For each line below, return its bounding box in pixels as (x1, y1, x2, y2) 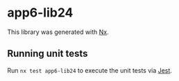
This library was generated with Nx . (7, 28, 109, 36)
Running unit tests (7, 48, 88, 60)
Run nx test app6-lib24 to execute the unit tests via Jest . (7, 66, 172, 74)
